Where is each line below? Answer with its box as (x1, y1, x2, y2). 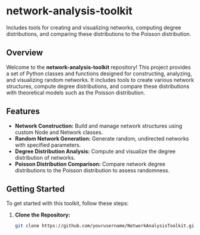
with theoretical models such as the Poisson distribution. (6, 88, 145, 96)
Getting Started (6, 184, 65, 194)
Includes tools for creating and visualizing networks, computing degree (6, 24, 181, 31)
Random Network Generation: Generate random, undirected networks (14, 135, 189, 142)
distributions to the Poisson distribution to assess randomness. (14, 166, 170, 174)
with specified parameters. (14, 141, 81, 148)
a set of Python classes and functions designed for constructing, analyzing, (6, 70, 192, 77)
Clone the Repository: (14, 211, 70, 219)
